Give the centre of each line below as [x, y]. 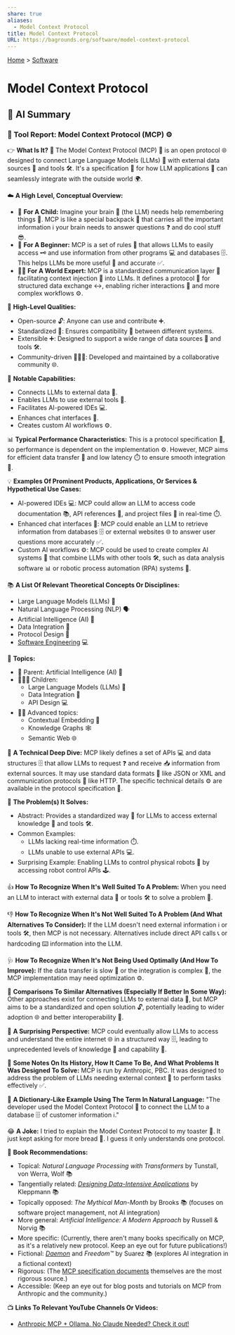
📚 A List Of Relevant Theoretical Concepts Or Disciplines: [94, 585]
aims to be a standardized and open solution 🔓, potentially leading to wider [116, 1007]
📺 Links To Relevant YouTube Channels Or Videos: [83, 1308]
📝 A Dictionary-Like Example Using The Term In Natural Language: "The [114, 1099]
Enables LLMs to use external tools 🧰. [72, 400]
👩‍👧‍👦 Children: [38, 679]
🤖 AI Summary [39, 114]
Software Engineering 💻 [53, 642]
